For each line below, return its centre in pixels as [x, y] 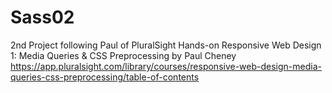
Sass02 [42, 17]
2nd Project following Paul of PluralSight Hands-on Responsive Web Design [166, 45]
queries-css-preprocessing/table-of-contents [105, 77]
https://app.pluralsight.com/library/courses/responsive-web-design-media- [166, 66]
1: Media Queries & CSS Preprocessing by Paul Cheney [123, 55]
